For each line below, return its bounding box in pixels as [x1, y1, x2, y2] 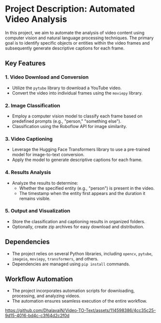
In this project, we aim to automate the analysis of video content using [5, 30, 145, 35]
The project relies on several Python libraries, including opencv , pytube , [12, 251, 153, 257]
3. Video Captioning [5, 135, 53, 142]
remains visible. [19, 195, 51, 201]
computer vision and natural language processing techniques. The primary [5, 35, 154, 41]
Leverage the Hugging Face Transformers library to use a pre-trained [12, 146, 150, 152]
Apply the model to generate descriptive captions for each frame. [12, 157, 143, 163]
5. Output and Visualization [5, 208, 71, 214]
